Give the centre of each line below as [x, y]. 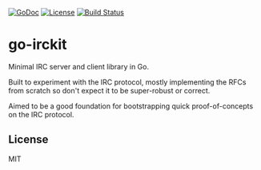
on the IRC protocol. [41, 114]
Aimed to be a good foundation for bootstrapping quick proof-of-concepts [131, 106]
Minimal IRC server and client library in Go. [79, 66]
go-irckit [38, 45]
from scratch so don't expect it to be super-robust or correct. [109, 90]
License [28, 140]
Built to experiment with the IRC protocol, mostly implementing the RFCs [127, 82]
